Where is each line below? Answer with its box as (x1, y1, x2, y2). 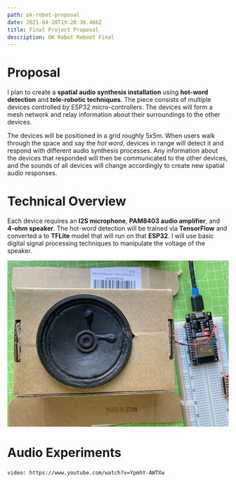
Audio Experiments (7, 445, 122, 461)
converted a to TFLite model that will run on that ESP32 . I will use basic (7, 232, 214, 240)
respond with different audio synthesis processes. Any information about (7, 146, 218, 155)
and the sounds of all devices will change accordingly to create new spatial (7, 162, 225, 170)
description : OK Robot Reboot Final (7, 34, 114, 41)
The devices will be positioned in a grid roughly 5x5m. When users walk (7, 131, 216, 140)
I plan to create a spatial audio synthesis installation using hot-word (7, 88, 209, 96)
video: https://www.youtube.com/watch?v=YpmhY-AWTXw (7, 470, 165, 477)
